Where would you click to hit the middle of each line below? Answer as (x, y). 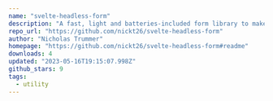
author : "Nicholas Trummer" (56, 39)
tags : (17, 77)
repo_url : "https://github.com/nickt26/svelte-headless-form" (116, 31)
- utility (32, 84)
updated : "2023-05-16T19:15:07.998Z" (72, 62)
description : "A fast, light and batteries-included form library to (129, 24)
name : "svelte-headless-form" (60, 16)
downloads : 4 (30, 54)
